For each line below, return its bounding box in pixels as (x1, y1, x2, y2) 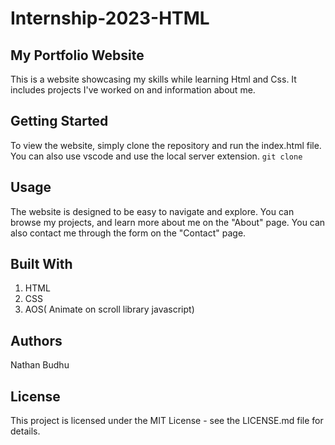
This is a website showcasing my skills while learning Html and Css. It (10, 73, 297, 85)
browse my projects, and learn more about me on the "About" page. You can (10, 216, 326, 228)
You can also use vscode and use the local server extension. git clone (10, 150, 303, 162)
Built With (10, 256, 73, 273)
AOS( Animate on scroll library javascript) (24, 303, 195, 316)
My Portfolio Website (10, 47, 145, 64)
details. (10, 425, 41, 437)
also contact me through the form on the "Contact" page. (10, 227, 247, 239)
